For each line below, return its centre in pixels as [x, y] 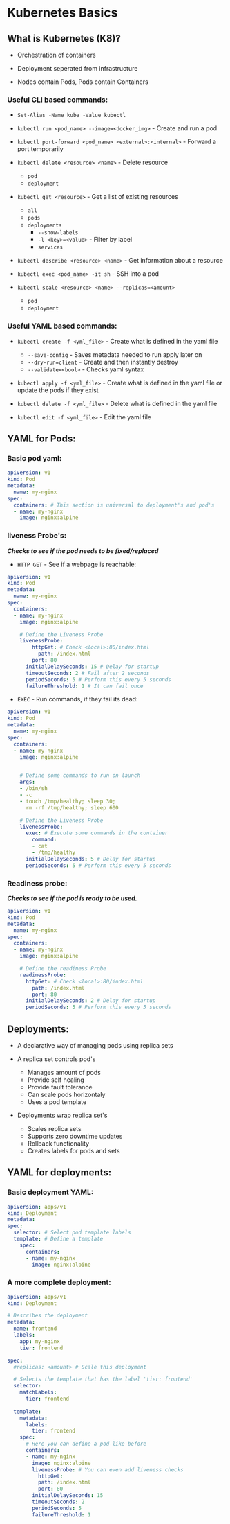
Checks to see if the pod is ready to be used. [73, 898]
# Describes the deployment [48, 1316]
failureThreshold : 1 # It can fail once [84, 686]
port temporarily [40, 149]
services [50, 247]
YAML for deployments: [59, 1173]
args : [28, 782]
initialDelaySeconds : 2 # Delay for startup [90, 1001]
